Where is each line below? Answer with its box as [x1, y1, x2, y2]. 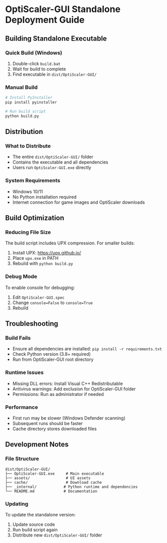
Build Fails [5, 334, 31, 341]
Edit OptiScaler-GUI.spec [12, 294, 65, 300]
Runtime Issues [5, 369, 44, 376]
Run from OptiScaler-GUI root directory [12, 356, 94, 362]
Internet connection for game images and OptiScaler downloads [12, 199, 145, 205]
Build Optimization [5, 214, 64, 222]
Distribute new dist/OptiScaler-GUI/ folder [12, 532, 102, 538]
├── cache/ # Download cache [5, 480, 102, 485]
